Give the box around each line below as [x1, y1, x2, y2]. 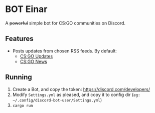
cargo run [12, 103, 34, 108]
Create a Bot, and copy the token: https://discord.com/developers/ [12, 86, 150, 92]
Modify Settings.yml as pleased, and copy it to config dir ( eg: [12, 91, 140, 97]
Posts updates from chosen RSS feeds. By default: [12, 47, 117, 53]
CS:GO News [20, 58, 48, 64]
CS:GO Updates [20, 53, 53, 59]
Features [5, 34, 34, 43]
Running [5, 73, 33, 81]
